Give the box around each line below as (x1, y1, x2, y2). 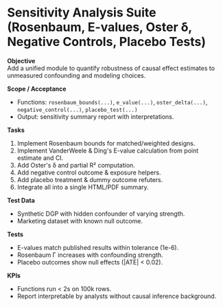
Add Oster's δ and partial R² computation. (16, 161, 135, 169)
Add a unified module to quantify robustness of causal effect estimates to (7, 64, 215, 72)
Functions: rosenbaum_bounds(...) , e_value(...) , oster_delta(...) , (16, 98, 208, 106)
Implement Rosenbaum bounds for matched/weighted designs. (16, 139, 196, 147)
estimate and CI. (16, 153, 64, 162)
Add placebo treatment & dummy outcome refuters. (16, 175, 163, 183)
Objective (7, 56, 36, 65)
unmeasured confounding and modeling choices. (7, 71, 146, 80)
